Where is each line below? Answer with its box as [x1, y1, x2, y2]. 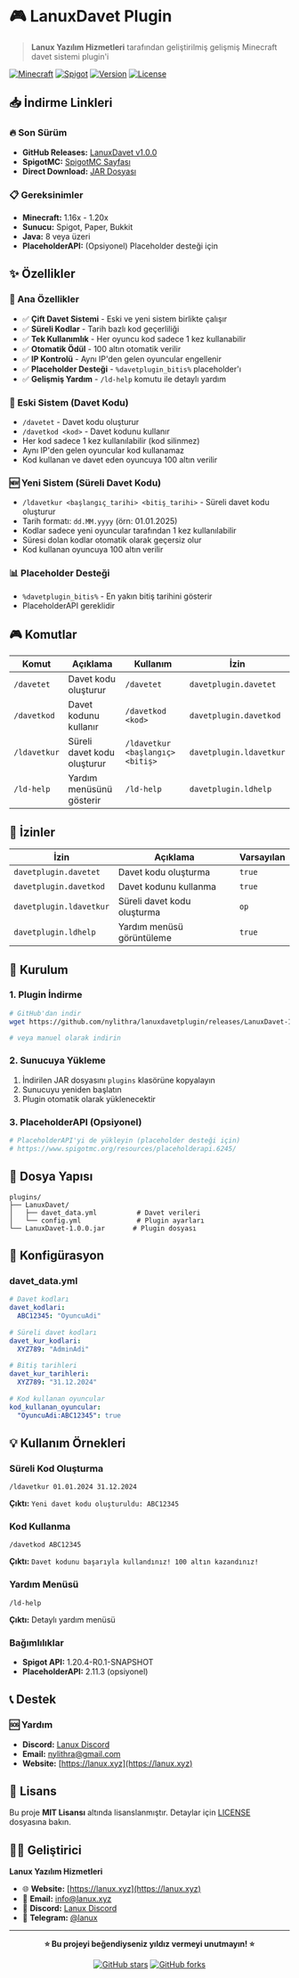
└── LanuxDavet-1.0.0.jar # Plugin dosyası [9, 1223, 198, 1233]
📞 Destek [9, 1692, 56, 1707]
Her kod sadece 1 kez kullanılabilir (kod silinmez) [21, 435, 200, 445]
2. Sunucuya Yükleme [9, 1054, 107, 1067]
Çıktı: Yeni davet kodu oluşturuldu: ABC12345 [9, 1498, 180, 1509]
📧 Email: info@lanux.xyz [21, 1893, 112, 1904]
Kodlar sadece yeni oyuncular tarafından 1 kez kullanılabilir [21, 526, 238, 536]
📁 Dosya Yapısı [9, 1169, 93, 1184]
